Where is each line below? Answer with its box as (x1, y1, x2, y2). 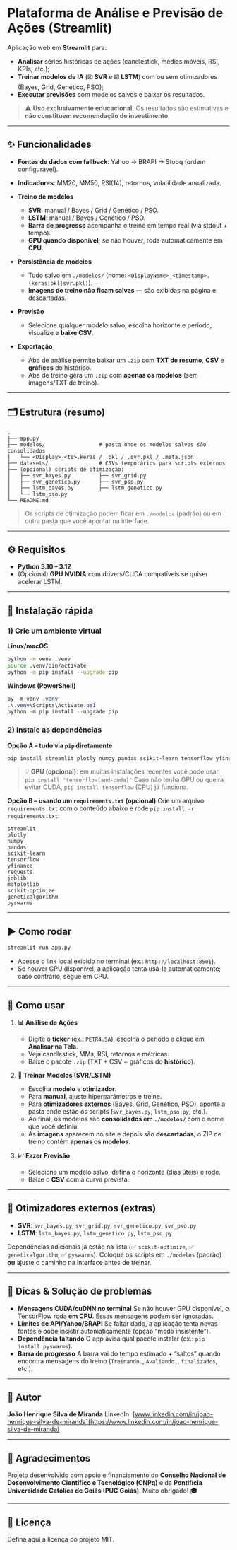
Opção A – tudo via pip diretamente (7, 741, 113, 750)
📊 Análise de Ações (17, 1018, 78, 1027)
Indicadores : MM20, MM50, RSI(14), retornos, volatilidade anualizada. (17, 178, 222, 187)
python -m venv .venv (7, 655, 71, 663)
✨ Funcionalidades (7, 139, 92, 151)
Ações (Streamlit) (7, 20, 113, 36)
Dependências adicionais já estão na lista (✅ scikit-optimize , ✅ (7, 1242, 195, 1251)
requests (7, 868, 33, 876)
